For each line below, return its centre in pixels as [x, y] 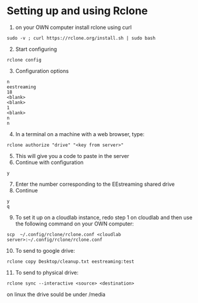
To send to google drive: [45, 250]
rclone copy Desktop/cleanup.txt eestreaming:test [71, 262]
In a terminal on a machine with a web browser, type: [80, 134]
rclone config [24, 60]
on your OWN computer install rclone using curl [74, 27]
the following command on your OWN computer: [74, 224]
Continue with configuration [49, 162]
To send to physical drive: [47, 272]
